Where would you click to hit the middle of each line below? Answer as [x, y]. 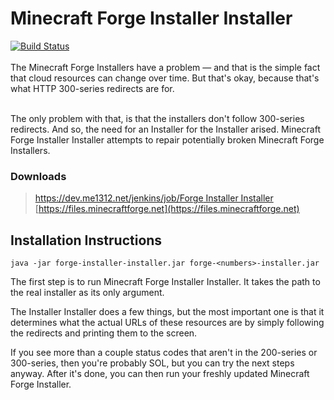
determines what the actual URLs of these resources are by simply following [167, 323]
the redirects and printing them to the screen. [104, 333]
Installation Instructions [86, 240]
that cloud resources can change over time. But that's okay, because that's [165, 78]
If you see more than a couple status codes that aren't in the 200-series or [164, 353]
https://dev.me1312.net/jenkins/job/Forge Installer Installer [154, 198]
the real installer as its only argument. [87, 293]
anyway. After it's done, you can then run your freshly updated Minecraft [160, 374]
